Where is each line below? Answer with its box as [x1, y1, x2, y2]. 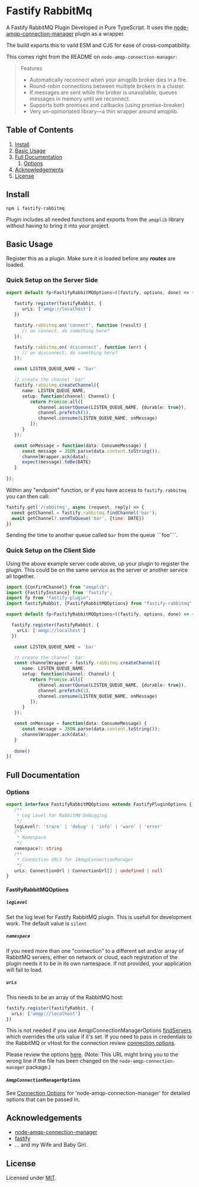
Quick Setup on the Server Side [6, 276, 98, 285]
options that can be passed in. [6, 1096, 80, 1103]
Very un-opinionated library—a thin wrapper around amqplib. [29, 108, 179, 115]
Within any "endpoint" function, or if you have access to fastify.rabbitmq [6, 486, 187, 494]
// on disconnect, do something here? [21, 349, 118, 356]
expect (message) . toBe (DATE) [21, 459, 92, 465]
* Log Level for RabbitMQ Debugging [17, 812, 108, 818]
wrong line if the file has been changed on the [6, 1057, 118, 1065]
